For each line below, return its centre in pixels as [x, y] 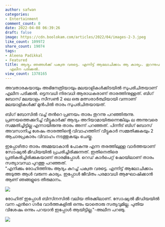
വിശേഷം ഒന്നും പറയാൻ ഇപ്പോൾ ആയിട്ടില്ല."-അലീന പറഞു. [65, 209]
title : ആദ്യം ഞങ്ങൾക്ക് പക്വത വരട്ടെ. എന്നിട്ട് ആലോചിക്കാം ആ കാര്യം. [74, 65]
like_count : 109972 [25, 42]
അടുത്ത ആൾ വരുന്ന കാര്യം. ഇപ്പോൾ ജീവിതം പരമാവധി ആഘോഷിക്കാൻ [79, 174]
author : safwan [21, 10]
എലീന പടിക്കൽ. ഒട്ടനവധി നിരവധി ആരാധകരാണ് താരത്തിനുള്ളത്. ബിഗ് [79, 93]
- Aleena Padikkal [24, 55]
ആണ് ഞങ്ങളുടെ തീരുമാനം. [33, 179]
